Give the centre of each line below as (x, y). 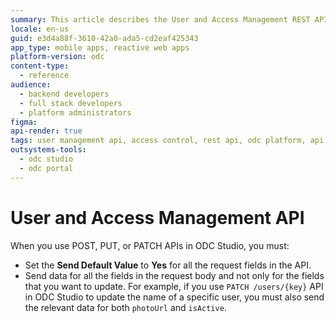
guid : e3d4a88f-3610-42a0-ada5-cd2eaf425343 (104, 38)
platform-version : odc (57, 57)
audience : (31, 85)
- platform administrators (75, 112)
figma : (24, 122)
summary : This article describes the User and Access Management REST (160, 19)
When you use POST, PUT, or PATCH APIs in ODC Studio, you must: (150, 245)
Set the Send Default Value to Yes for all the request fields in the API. (168, 265)
